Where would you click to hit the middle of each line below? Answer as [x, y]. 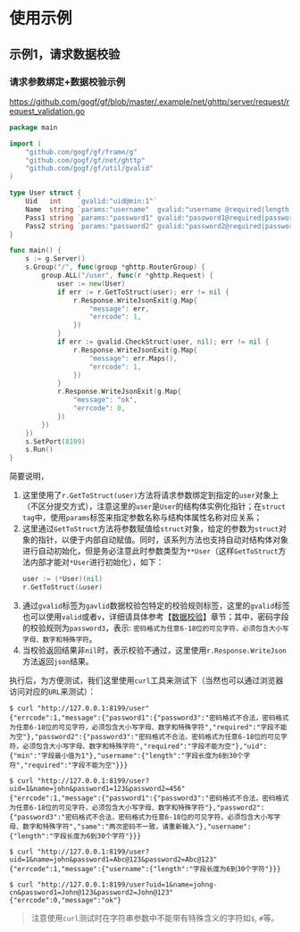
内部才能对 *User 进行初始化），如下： [97, 562]
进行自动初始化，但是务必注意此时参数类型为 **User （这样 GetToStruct [150, 551]
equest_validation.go [47, 111]
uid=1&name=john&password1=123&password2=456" [97, 788]
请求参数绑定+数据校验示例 [67, 81]
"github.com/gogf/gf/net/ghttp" [85, 160]
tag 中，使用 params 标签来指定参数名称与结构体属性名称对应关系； [142, 518]
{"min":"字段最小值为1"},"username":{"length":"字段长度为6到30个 [126, 755]
